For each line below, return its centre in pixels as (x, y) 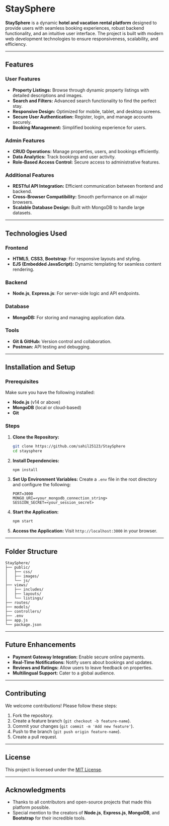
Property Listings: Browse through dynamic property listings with (81, 90)
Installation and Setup (40, 367)
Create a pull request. (35, 737)
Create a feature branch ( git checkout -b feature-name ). (72, 721)
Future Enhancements (41, 645)
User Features (23, 79)
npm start (23, 521)
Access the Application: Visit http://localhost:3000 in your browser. (85, 531)
